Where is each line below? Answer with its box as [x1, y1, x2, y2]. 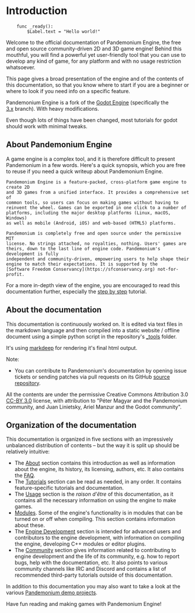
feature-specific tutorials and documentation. [14, 485, 124, 492]
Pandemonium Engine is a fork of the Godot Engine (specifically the [6, 98, 169, 106]
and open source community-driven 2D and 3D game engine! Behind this [6, 45, 182, 52]
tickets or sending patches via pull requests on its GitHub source [14, 373, 170, 380]
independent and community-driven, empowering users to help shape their [6, 256, 190, 262]
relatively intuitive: [6, 448, 50, 455]
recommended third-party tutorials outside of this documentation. [14, 571, 173, 578]
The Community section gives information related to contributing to [14, 547, 177, 554]
